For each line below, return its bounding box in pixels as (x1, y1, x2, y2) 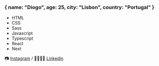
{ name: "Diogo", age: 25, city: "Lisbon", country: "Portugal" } (4, 4, 155, 11)
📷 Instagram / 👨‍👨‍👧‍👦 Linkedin (4, 55, 64, 62)
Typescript (11, 35, 34, 41)
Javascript (11, 31, 33, 36)
